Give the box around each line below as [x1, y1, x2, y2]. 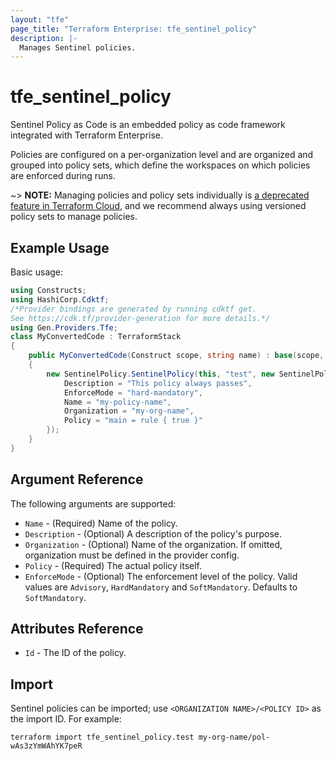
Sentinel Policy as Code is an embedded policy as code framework [10, 119, 286, 131]
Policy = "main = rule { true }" [63, 416, 203, 426]
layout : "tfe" [10, 14, 70, 25]
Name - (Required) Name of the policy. [24, 517, 178, 529]
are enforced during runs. [10, 170, 116, 182]
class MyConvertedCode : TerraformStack [10, 332, 182, 342]
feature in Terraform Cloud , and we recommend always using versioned [10, 200, 307, 212]
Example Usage [10, 239, 110, 256]
